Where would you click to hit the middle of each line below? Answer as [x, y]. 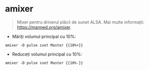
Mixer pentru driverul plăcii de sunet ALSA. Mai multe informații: [80, 22]
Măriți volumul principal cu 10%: [44, 36]
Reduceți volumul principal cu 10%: [47, 54]
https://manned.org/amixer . [44, 27]
